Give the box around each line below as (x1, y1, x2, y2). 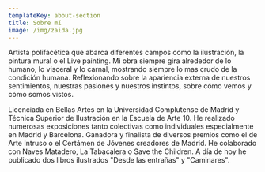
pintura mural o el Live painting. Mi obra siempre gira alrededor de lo (8, 56, 232, 65)
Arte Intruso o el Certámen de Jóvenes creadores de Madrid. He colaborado (8, 139, 257, 148)
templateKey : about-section (8, 11, 101, 20)
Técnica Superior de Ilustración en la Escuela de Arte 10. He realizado (8, 114, 235, 123)
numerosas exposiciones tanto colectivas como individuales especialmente (8, 122, 254, 131)
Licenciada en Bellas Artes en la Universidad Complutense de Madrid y (8, 105, 240, 114)
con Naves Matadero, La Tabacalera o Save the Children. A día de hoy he (8, 147, 247, 156)
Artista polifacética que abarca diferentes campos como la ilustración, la (8, 48, 244, 58)
